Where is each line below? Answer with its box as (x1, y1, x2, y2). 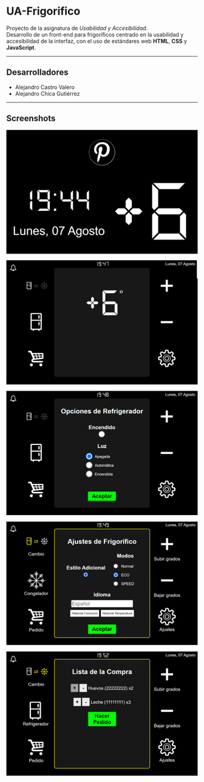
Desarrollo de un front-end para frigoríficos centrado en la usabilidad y (6, 30, 184, 38)
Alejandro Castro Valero (15, 84, 75, 91)
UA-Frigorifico (6, 4, 81, 18)
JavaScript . (6, 44, 36, 51)
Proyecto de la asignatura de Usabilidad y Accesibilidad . (6, 24, 148, 32)
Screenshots (6, 113, 56, 124)
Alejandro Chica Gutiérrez (15, 90, 80, 97)
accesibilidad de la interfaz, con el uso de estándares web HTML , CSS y (6, 37, 187, 44)
